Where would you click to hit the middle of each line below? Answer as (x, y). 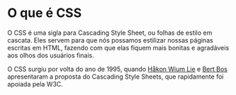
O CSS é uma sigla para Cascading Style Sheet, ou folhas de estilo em (110, 33)
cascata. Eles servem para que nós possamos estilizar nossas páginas (111, 40)
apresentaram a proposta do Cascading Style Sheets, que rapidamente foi (116, 77)
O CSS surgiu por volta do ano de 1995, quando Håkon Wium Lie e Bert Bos (118, 69)
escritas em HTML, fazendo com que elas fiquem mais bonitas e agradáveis (118, 47)
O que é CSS (45, 13)
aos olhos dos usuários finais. (51, 55)
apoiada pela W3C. (35, 84)
